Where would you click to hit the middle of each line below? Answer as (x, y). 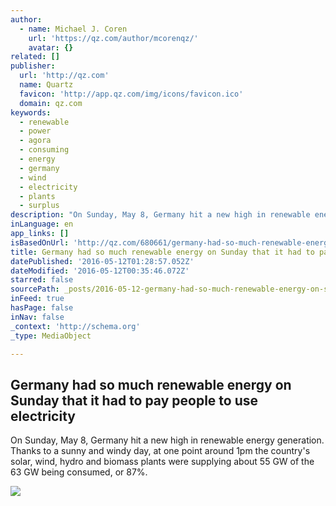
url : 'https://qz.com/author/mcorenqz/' (113, 38)
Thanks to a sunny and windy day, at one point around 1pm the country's (160, 451)
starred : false (42, 280)
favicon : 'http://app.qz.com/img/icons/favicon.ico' (131, 94)
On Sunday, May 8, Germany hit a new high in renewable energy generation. (167, 440)
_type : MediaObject (51, 336)
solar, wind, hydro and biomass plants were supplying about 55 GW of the (162, 462)
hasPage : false (42, 308)
